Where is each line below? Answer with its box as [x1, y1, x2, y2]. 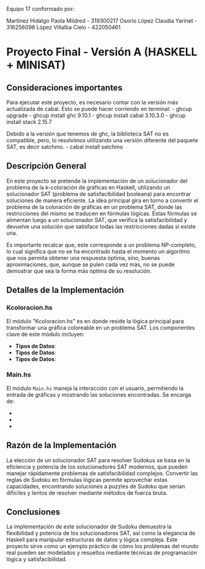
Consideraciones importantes [6, 82, 123, 93]
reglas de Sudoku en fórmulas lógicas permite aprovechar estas [6, 476, 168, 483]
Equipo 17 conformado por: [6, 6, 75, 12]
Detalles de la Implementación [6, 285, 124, 296]
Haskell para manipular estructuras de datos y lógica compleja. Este [6, 536, 177, 543]
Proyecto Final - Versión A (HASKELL [6, 45, 198, 59]
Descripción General [6, 161, 87, 171]
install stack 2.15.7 [6, 118, 52, 125]
